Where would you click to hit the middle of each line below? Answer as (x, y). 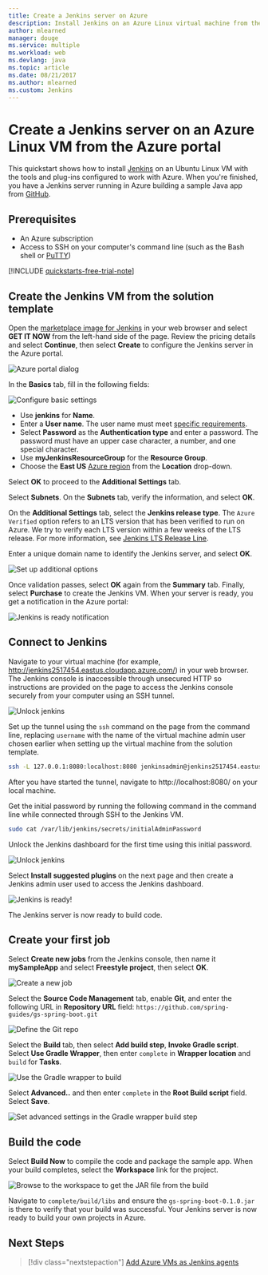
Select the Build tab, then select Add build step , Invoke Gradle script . (124, 1045)
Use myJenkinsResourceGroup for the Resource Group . (114, 457)
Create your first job (59, 940)
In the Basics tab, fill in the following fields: (79, 384)
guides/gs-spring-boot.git (53, 1015)
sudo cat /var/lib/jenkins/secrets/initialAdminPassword (105, 829)
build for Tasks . (35, 1062)
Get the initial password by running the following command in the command (132, 806)
